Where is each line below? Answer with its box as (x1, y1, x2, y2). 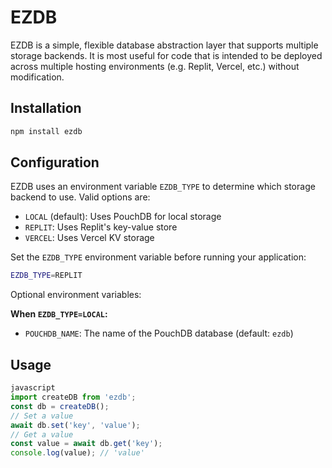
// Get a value (10, 429, 74, 440)
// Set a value (10, 411, 74, 421)
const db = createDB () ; (10, 401, 110, 411)
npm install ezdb (10, 126, 83, 136)
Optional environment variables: (10, 289, 142, 301)
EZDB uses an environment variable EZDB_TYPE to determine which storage (10, 181, 316, 193)
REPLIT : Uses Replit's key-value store (24, 221, 178, 233)
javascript (10, 383, 56, 393)
